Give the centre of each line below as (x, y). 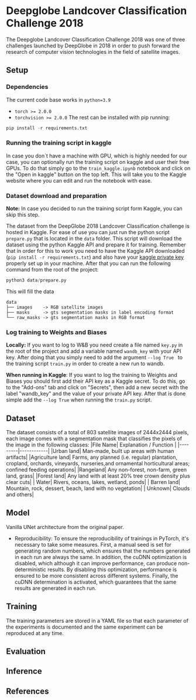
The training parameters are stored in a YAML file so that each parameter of (97, 620)
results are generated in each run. (55, 588)
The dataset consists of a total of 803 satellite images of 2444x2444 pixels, (97, 433)
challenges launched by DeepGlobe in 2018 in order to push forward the (93, 46)
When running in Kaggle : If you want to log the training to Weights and (92, 375)
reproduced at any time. (35, 633)
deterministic (30, 569)
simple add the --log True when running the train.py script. (79, 400)
